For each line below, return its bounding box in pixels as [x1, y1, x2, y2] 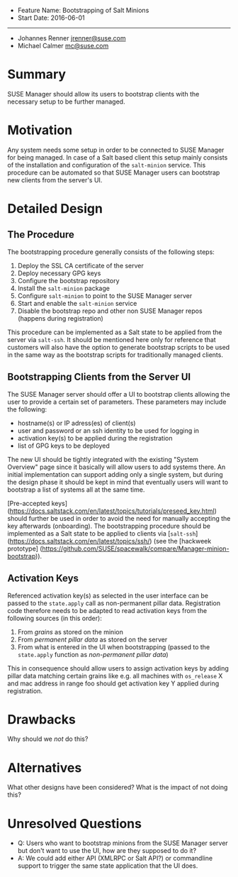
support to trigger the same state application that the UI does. [17, 861, 198, 870]
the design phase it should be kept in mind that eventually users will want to [7, 478, 229, 486]
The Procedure [7, 228, 74, 241]
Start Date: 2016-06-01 [17, 13, 85, 22]
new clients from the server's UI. [7, 175, 103, 184]
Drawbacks [7, 711, 76, 727]
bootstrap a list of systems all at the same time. [7, 485, 145, 494]
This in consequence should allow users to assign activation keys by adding [7, 663, 229, 673]
